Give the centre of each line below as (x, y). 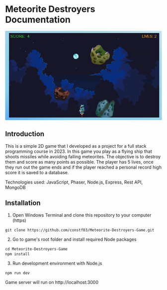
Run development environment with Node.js (57, 263)
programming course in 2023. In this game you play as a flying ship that (79, 151)
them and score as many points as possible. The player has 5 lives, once (80, 162)
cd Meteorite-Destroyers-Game (37, 249)
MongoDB (15, 187)
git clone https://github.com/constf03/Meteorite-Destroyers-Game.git (80, 230)
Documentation (38, 20)
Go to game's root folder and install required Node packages (74, 239)
